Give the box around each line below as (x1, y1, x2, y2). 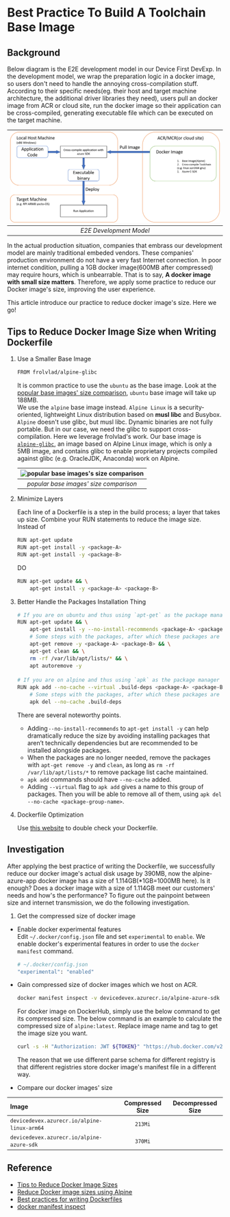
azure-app (7, 876, 37, 885)
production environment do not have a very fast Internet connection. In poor (7, 256, 222, 264)
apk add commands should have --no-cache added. (27, 775, 172, 784)
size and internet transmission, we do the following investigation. (7, 898, 190, 907)
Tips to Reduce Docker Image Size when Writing (7, 326, 217, 337)
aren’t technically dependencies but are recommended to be (27, 738, 199, 747)
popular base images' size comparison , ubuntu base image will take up (16, 388, 216, 396)
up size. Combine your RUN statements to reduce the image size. (16, 515, 202, 523)
